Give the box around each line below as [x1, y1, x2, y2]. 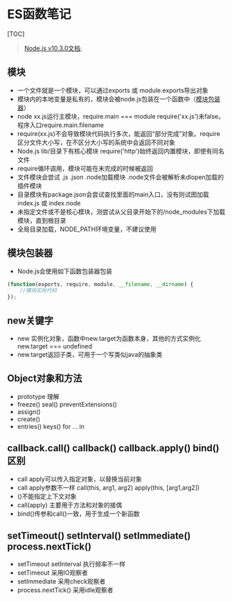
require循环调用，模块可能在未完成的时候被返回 [17, 164, 154, 172]
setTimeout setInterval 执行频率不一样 [17, 560, 126, 568]
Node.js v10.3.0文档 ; [24, 44, 82, 52]
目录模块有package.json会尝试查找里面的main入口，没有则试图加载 [17, 190, 209, 198]
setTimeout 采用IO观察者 [17, 568, 88, 577]
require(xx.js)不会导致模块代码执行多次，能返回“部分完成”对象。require [17, 129, 220, 137]
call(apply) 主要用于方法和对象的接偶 [17, 500, 123, 509]
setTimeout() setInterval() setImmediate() [7, 530, 191, 542]
